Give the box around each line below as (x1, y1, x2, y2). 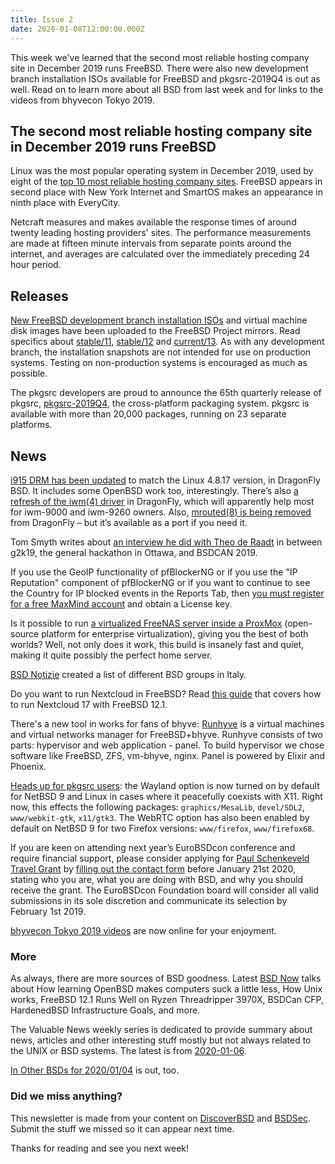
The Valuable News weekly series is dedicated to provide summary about (10, 1024, 313, 1036)
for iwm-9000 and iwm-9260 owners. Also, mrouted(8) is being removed (10, 506, 312, 518)
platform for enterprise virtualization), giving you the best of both (41, 627, 309, 640)
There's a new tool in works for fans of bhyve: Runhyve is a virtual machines (10, 717, 325, 730)
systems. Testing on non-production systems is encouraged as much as (10, 357, 308, 369)
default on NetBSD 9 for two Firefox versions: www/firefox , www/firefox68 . (10, 822, 315, 834)
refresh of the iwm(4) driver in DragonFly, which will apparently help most (10, 495, 315, 507)
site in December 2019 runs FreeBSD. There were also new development (10, 62, 309, 74)
